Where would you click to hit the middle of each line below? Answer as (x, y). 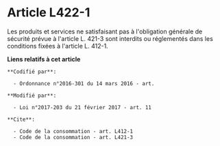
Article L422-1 (49, 13)
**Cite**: (21, 119)
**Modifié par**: (32, 96)
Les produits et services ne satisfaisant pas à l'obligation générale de (105, 31)
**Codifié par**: (32, 72)
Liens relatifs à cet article (44, 59)
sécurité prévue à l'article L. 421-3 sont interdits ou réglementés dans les (110, 38)
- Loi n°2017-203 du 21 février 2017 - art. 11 (83, 107)
